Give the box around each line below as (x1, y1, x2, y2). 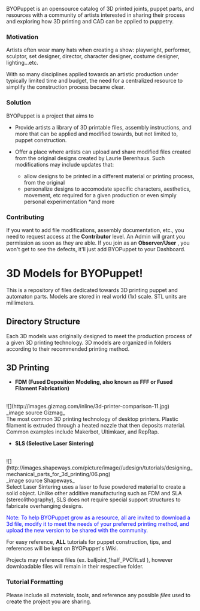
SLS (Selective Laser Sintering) (14, 440, 94, 447)
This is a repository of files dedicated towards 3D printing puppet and (6, 286, 178, 293)
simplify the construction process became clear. (6, 83, 126, 91)
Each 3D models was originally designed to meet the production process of (6, 332, 192, 339)
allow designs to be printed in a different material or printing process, (23, 172, 195, 179)
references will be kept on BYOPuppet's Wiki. (6, 545, 119, 552)
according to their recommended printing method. (6, 345, 130, 353)
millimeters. (6, 299, 35, 306)
